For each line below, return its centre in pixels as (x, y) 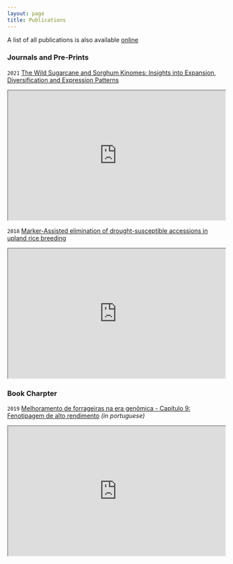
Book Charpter (32, 393)
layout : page (26, 13)
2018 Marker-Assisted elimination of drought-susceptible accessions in (108, 231)
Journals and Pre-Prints (48, 57)
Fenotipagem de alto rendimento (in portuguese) (76, 416)
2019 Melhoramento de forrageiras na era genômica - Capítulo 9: (99, 408)
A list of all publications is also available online (73, 39)
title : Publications (37, 20)
